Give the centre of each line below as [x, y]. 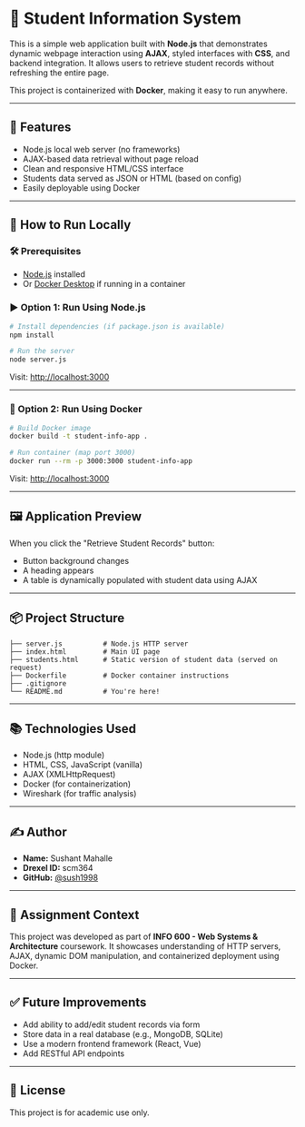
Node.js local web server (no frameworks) [101, 149]
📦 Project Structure [67, 618]
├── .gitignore [38, 683]
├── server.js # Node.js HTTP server [99, 644]
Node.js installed [54, 274]
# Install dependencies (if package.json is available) [117, 326]
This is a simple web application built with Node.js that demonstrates [138, 44]
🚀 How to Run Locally [70, 225]
